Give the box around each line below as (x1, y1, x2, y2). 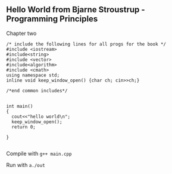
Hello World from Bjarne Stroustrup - (6, 5, 145, 15)
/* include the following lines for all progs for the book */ (6, 41, 167, 47)
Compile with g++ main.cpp (6, 150, 72, 157)
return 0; (11, 124, 36, 130)
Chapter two (6, 30, 37, 37)
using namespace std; (6, 72, 60, 78)
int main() (6, 103, 33, 109)
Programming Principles (6, 14, 98, 24)
